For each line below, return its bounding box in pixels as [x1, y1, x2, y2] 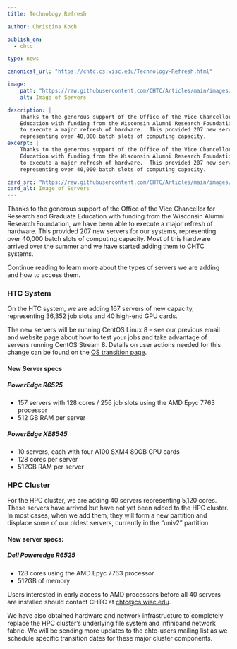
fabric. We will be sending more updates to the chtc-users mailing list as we [7, 626, 228, 635]
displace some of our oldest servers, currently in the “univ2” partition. [7, 519, 210, 527]
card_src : [7, 178, 37, 186]
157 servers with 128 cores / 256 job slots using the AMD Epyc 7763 [17, 398, 215, 407]
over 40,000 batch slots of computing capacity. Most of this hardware [7, 235, 212, 243]
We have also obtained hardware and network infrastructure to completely [7, 611, 224, 619]
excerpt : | [7, 139, 39, 147]
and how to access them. [7, 271, 81, 279]
